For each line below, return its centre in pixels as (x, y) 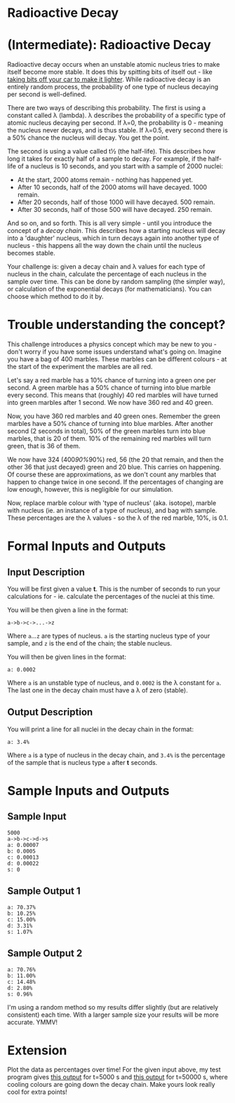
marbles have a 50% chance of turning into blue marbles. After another (110, 424)
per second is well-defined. (47, 94)
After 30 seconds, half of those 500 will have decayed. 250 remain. (115, 210)
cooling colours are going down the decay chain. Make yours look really (111, 1085)
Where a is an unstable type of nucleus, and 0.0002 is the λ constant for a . (114, 683)
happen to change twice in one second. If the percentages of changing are (115, 482)
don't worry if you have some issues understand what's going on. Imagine (114, 352)
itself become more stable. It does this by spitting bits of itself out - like (110, 72)
